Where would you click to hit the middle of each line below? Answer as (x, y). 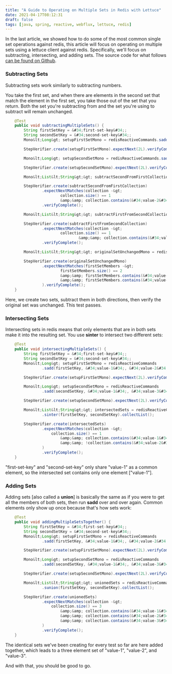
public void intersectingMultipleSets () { (60, 349)
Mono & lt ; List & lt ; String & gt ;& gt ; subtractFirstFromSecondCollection (97, 214)
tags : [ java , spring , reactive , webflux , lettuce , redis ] (68, 24)
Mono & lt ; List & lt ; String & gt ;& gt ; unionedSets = (74, 583)
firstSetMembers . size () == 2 (91, 271)
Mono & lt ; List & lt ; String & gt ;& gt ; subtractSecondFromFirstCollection (97, 177)
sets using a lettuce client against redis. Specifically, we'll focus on (76, 50)
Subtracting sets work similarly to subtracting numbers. (64, 85)
